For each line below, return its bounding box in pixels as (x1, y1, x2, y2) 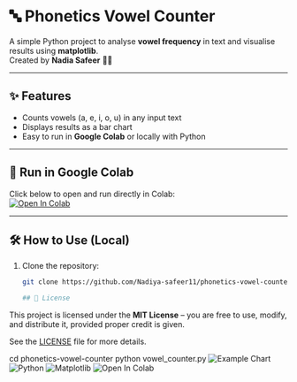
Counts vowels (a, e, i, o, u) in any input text (21, 112, 182, 123)
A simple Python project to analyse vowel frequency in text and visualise (9, 35, 276, 46)
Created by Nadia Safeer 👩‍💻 (9, 55, 113, 65)
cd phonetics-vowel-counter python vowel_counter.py (9, 354, 207, 364)
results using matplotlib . (9, 45, 99, 56)
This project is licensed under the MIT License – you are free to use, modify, (9, 309, 287, 320)
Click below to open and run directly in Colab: (9, 188, 175, 199)
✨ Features (9, 88, 72, 103)
